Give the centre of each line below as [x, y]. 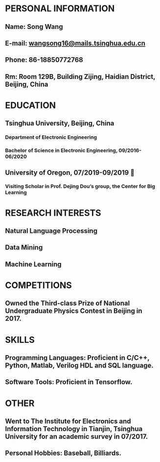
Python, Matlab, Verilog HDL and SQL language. [80, 365]
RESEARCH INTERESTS [53, 213]
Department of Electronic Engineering [51, 137]
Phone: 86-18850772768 [44, 60]
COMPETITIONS [38, 285]
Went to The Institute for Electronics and [68, 421]
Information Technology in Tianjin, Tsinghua [74, 429]
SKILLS [20, 340]
